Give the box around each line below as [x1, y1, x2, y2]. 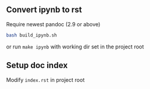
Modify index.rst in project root [6, 76, 85, 83]
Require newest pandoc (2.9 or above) [6, 20, 101, 27]
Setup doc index [6, 60, 68, 70]
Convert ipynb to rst [6, 5, 82, 15]
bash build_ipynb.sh [6, 32, 58, 38]
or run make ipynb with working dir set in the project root [6, 43, 144, 50]
